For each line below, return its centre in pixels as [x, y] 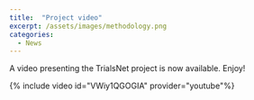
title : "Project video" [56, 18]
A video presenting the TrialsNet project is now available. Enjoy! [127, 68]
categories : [32, 34]
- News [30, 43]
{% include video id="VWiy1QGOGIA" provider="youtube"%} [122, 86]
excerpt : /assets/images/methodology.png [88, 26]
